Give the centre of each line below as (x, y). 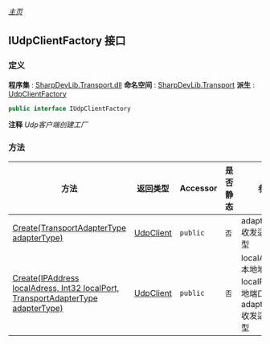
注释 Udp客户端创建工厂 (48, 125)
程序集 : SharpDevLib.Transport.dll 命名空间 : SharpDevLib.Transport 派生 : (132, 84)
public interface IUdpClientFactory (70, 109)
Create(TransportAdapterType (70, 227)
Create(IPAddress (46, 278)
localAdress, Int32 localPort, (66, 288)
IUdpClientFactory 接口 (67, 41)
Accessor (198, 188)
